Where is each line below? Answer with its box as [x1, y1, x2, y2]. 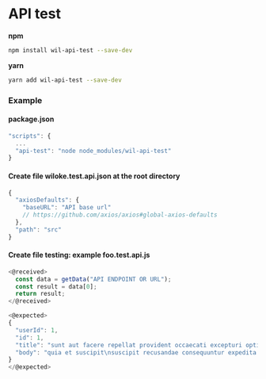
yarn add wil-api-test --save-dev [8, 76, 123, 84]
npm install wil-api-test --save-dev [8, 46, 133, 54]
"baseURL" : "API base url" [22, 204, 112, 212]
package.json [8, 114, 55, 124]
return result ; [15, 290, 66, 298]
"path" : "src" [15, 225, 62, 234]
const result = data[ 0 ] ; [15, 282, 97, 290]
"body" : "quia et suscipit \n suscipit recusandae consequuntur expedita [15, 348, 257, 357]
